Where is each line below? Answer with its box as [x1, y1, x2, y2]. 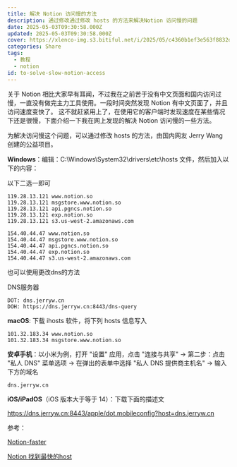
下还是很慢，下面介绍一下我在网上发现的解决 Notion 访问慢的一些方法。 [7, 116, 216, 124]
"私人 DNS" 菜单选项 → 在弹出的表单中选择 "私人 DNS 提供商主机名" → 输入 [7, 358, 227, 367]
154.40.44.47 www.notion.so [7, 230, 90, 237]
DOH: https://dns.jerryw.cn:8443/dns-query [7, 303, 138, 310]
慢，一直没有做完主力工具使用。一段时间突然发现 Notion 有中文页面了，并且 [7, 98, 228, 107]
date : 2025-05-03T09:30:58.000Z [7, 23, 102, 30]
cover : [7, 37, 27, 44]
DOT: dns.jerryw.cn [7, 297, 65, 304]
